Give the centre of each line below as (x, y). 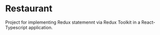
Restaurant (29, 9)
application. (41, 27)
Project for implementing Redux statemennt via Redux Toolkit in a (73, 22)
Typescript (16, 27)
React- (148, 22)
